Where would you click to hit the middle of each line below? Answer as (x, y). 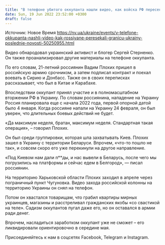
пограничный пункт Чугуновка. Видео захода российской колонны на (79, 183)
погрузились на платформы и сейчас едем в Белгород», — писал (74, 163)
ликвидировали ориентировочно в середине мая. (57, 228)
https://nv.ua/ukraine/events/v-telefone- (97, 33)
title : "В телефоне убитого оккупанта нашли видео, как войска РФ (74, 10)
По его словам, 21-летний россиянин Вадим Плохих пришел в (70, 67)
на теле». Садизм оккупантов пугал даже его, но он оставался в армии (80, 208)
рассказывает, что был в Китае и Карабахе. (51, 83)
